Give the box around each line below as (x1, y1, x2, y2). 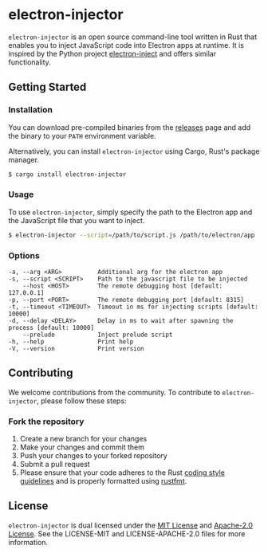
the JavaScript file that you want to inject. (8, 215, 145, 225)
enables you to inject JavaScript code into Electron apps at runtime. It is (8, 40, 245, 49)
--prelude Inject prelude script (22, 331, 173, 339)
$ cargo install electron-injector (8, 170, 127, 178)
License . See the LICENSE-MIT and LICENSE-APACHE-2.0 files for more (8, 528, 246, 539)
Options (8, 249, 40, 261)
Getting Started (8, 80, 87, 94)
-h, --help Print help (8, 337, 134, 346)
